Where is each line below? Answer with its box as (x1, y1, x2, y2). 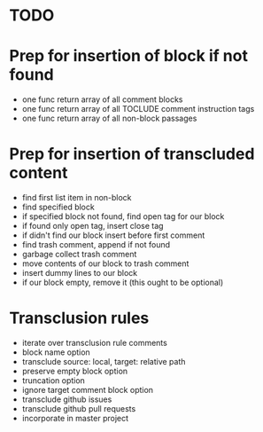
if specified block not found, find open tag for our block (21, 211, 225, 222)
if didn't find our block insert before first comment (21, 230, 205, 240)
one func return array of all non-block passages (21, 113, 197, 124)
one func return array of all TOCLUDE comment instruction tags (21, 104, 255, 114)
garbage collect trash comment (21, 249, 137, 260)
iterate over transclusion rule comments (21, 338, 168, 348)
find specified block (21, 201, 95, 213)
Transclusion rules (9, 308, 150, 328)
